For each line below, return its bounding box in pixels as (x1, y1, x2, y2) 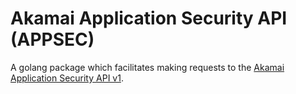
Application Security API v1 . (10, 72, 124, 84)
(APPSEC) (10, 28, 95, 51)
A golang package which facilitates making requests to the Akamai (10, 61, 285, 73)
